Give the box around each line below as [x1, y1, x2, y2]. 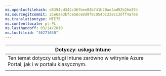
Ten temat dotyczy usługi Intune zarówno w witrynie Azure [7, 55, 144, 61]
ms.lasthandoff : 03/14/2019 [5, 26, 63, 31]
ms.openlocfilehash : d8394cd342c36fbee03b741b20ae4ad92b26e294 [5, 7, 138, 12]
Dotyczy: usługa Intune [55, 46, 111, 53]
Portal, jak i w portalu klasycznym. [7, 61, 86, 68]
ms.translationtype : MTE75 [5, 16, 61, 21]
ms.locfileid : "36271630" [5, 30, 58, 35]
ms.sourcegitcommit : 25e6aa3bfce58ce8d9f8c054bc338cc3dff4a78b [5, 12, 138, 17]
